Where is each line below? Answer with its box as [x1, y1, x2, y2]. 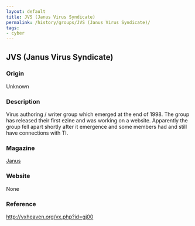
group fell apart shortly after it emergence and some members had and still [6, 124, 187, 131]
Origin [6, 70, 25, 78]
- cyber [6, 30, 25, 36]
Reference [6, 200, 36, 208]
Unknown [6, 83, 29, 90]
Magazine [6, 144, 35, 152]
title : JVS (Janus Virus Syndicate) [6, 14, 95, 20]
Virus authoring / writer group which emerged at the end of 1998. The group [6, 111, 190, 118]
